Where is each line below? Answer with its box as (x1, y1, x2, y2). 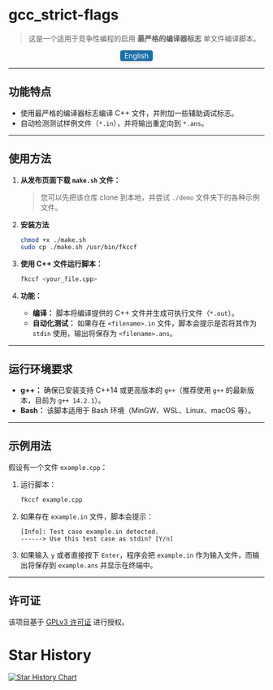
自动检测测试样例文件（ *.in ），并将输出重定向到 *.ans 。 (19, 118, 209, 127)
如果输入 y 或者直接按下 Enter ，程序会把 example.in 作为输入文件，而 (19, 550, 253, 559)
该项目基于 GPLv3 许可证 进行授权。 (8, 617, 129, 627)
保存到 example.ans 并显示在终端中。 (34, 560, 158, 570)
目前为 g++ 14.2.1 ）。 (34, 395, 106, 405)
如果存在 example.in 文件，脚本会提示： (19, 511, 154, 521)
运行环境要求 (8, 362, 73, 376)
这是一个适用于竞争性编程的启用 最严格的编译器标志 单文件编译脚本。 (28, 33, 261, 43)
